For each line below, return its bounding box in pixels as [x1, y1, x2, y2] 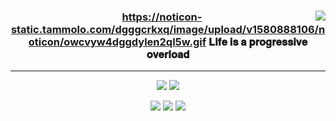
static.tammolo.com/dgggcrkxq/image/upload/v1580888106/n [10, 22, 326, 36]
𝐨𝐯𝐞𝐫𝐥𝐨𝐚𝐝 [146, 47, 190, 61]
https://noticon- [121, 10, 203, 24]
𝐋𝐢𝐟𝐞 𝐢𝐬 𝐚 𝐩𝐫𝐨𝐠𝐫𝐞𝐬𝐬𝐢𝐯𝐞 [208, 35, 308, 49]
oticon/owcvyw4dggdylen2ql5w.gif [28, 35, 207, 49]
